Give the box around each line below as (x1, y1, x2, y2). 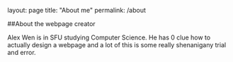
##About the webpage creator (7, 20, 96, 27)
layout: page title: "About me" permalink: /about (7, 6, 147, 14)
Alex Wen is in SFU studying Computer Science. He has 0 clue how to (7, 33, 211, 42)
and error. (7, 49, 37, 56)
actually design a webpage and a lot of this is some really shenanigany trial (7, 41, 227, 49)
